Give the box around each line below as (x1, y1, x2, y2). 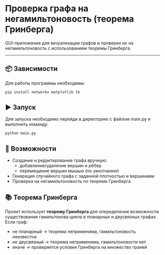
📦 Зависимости (5, 65, 58, 73)
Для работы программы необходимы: (5, 80, 85, 86)
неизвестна (12, 233, 37, 239)
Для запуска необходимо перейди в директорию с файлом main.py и (5, 116, 151, 122)
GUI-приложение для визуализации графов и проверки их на (5, 40, 134, 46)
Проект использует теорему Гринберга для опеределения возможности (5, 208, 159, 214)
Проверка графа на (5, 3, 89, 14)
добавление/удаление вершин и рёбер (19, 163, 102, 169)
